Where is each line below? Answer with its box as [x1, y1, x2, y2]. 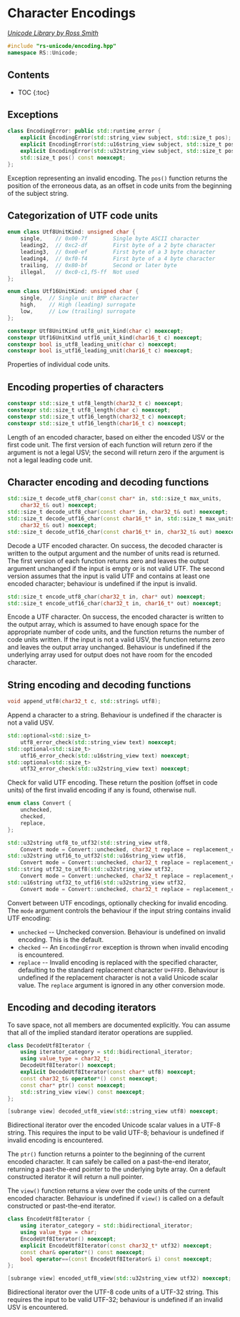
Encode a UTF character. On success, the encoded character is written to [7, 612, 224, 621]
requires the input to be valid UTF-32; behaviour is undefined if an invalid [7, 1296, 224, 1304]
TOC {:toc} [17, 88, 50, 96]
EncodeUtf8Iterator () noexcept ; [20, 1235, 116, 1243]
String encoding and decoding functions [7, 679, 191, 691]
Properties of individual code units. [7, 360, 111, 369]
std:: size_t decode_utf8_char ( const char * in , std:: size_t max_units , [7, 495, 222, 502]
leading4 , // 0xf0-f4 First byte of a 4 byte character [20, 255, 216, 262]
